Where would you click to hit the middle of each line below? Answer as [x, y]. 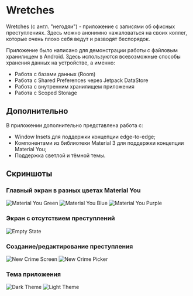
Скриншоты [29, 174]
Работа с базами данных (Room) [55, 74]
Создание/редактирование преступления [70, 246]
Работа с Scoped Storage [46, 93]
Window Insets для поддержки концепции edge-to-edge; [85, 137]
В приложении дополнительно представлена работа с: [75, 125]
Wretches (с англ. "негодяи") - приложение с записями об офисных [91, 26]
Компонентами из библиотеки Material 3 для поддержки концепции [99, 143]
